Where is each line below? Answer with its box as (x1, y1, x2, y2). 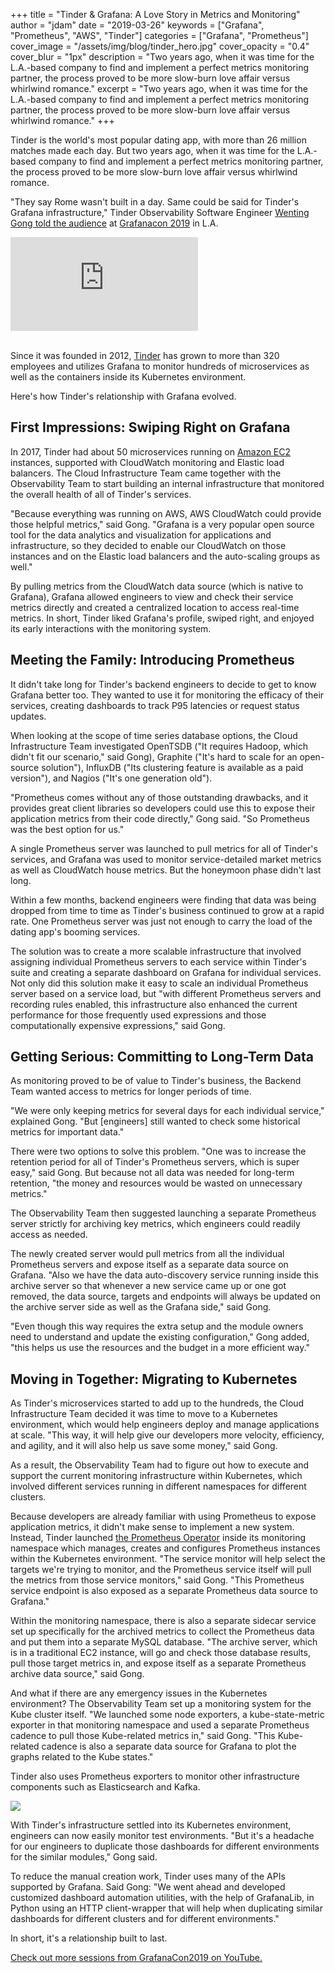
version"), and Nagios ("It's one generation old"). (10, 772, 213, 784)
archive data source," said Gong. (10, 1668, 145, 1680)
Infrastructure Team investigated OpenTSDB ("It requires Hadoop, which (10, 740, 308, 752)
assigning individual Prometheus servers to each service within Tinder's (10, 955, 307, 968)
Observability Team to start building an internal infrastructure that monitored (10, 477, 325, 489)
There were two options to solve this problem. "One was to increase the (10, 1145, 307, 1158)
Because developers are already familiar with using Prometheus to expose (10, 1510, 317, 1523)
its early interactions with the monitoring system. (10, 622, 212, 634)
